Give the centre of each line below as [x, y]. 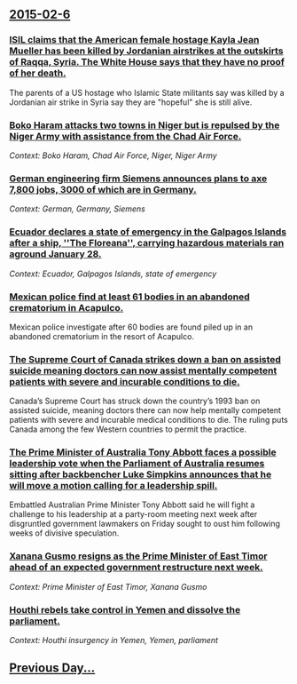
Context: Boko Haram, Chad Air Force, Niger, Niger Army [113, 155]
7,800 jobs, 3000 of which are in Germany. [103, 189]
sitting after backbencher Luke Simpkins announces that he [141, 474]
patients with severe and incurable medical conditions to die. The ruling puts [148, 420]
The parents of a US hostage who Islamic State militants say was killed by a [147, 92]
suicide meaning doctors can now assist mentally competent [143, 370]
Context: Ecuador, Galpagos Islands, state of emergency [113, 274]
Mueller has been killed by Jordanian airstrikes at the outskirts [146, 51]
